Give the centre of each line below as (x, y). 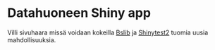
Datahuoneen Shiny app (79, 13)
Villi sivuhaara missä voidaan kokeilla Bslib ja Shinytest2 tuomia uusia (108, 32)
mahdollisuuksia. (32, 39)
